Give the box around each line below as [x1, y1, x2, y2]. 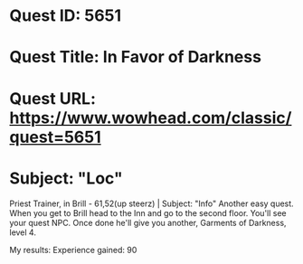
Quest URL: [9, 88, 97, 108]
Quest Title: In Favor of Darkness [9, 47, 262, 68]
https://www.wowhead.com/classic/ [9, 108, 292, 127]
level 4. [9, 227, 36, 238]
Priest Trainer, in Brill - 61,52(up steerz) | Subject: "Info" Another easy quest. [9, 198, 294, 209]
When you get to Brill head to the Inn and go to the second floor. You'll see [9, 207, 287, 218]
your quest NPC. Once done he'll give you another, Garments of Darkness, [9, 217, 287, 228]
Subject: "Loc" [9, 168, 124, 188]
